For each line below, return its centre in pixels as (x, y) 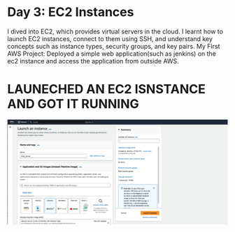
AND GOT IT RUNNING (73, 104)
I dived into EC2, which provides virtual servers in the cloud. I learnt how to (115, 31)
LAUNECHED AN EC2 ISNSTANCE (107, 90)
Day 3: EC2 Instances (71, 12)
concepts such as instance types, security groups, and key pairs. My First (114, 46)
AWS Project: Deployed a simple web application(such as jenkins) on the (112, 54)
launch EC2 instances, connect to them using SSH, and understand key (110, 38)
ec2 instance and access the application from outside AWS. (93, 61)
